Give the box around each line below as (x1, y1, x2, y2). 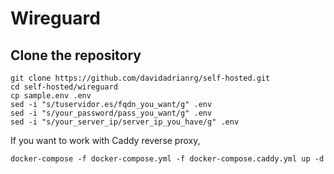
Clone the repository (10, 47, 142, 64)
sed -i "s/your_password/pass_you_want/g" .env (10, 108, 213, 118)
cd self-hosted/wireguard (10, 82, 118, 92)
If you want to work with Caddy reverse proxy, (10, 135, 201, 146)
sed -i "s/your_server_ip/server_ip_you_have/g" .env (10, 117, 240, 127)
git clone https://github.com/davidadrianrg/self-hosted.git (10, 73, 271, 83)
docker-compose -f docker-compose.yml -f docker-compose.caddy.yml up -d (10, 154, 325, 164)
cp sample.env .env (10, 91, 92, 101)
